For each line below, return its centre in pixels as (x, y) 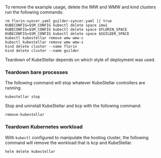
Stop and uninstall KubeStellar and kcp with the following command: (73, 106)
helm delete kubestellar (30, 151)
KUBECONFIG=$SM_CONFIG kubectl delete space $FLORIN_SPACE (66, 30)
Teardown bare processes (36, 72)
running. (13, 88)
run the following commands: (34, 12)
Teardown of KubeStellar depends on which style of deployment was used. (80, 60)
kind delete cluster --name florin (41, 47)
